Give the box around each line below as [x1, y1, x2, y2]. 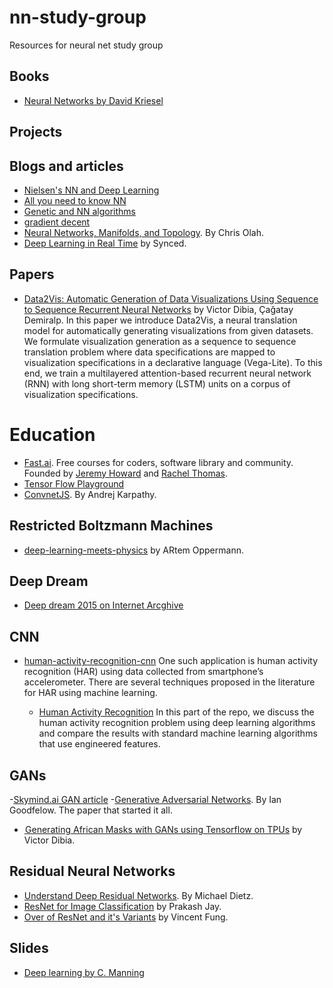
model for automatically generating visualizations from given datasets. [23, 324, 314, 336]
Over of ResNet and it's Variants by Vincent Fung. [23, 911, 229, 923]
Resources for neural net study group [9, 39, 164, 51]
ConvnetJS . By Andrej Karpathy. [23, 488, 157, 500]
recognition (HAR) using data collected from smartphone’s [23, 666, 264, 678]
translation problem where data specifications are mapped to [23, 346, 276, 358]
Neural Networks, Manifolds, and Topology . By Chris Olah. [23, 226, 264, 238]
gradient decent [23, 216, 91, 228]
